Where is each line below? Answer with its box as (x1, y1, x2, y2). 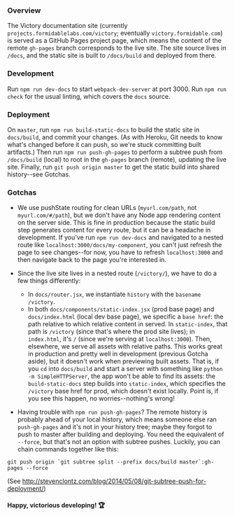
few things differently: (17, 277, 81, 285)
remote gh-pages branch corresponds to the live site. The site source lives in (7, 44, 227, 53)
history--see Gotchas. (7, 170, 71, 179)
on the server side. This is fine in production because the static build (17, 218, 215, 227)
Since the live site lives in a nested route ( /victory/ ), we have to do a (17, 269, 217, 278)
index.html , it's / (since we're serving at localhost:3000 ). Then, (27, 335, 212, 343)
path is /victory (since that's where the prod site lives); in (27, 328, 195, 336)
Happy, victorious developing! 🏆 (7, 501, 105, 509)
